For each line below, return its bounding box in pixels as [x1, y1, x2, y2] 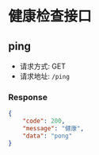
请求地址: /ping [19, 72, 70, 80]
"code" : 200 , [22, 117, 66, 126]
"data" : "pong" [22, 132, 73, 140]
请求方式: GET [19, 61, 66, 71]
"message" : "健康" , [22, 125, 85, 133]
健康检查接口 [8, 7, 93, 25]
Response [8, 91, 48, 103]
